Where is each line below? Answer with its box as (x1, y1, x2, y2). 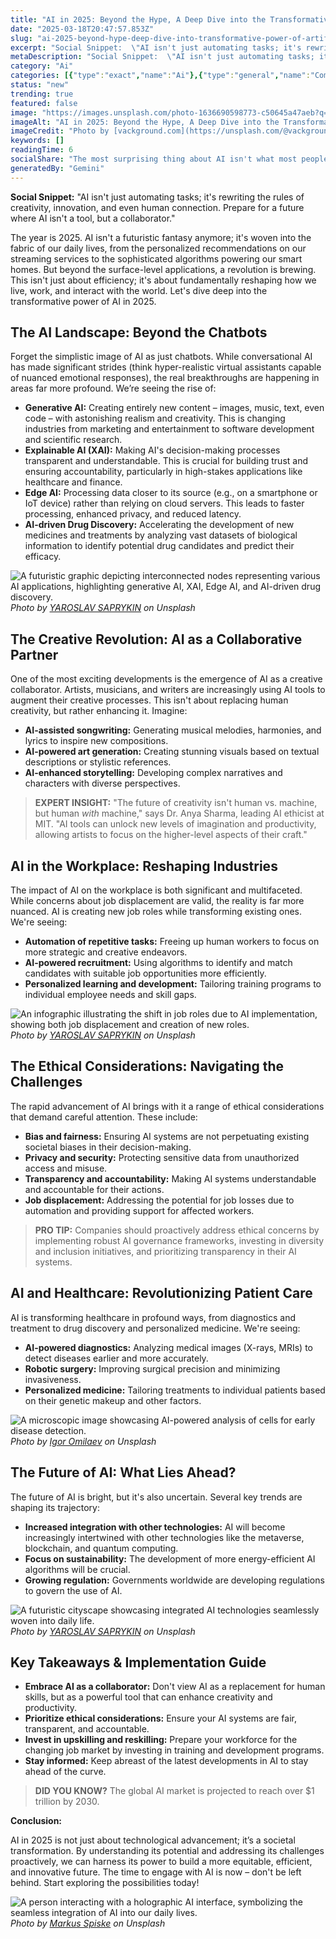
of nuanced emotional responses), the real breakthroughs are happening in (10, 372, 320, 384)
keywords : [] (10, 136, 65, 146)
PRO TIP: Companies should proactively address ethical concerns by (34, 1224, 320, 1236)
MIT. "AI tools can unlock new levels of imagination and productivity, (34, 818, 317, 830)
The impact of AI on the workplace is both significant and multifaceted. (10, 884, 303, 896)
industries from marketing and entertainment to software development (24, 423, 315, 435)
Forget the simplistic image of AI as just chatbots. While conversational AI (10, 351, 313, 363)
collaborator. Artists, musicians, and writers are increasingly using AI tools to (10, 684, 326, 696)
